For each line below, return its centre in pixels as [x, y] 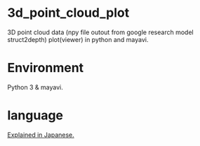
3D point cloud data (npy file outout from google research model [101, 32]
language [35, 116]
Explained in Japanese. [41, 135]
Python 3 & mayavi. [35, 87]
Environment [46, 68]
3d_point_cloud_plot [68, 13]
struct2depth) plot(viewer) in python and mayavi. [78, 39]
